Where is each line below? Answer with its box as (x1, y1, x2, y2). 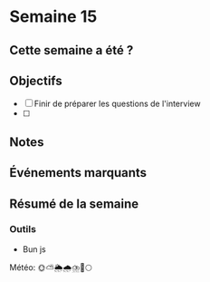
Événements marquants (9, 165, 148, 180)
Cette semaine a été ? (9, 43, 134, 58)
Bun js (22, 243, 47, 255)
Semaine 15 (9, 6, 98, 27)
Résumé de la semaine (9, 196, 139, 211)
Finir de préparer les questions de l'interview (33, 98, 201, 110)
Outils (9, 223, 36, 236)
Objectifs (9, 73, 63, 88)
